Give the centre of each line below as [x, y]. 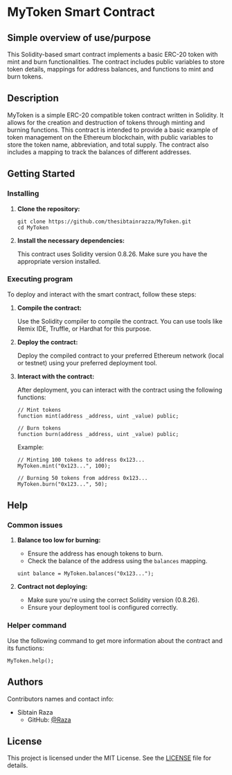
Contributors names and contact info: [61, 699]
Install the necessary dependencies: [71, 240]
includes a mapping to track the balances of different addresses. [99, 152]
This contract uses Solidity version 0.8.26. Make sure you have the [112, 253]
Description [33, 98]
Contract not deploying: [52, 587]
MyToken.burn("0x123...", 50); [62, 484]
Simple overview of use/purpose [79, 38]
